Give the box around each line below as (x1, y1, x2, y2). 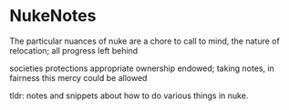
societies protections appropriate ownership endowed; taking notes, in (9, 63, 275, 74)
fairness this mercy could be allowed (9, 72, 148, 83)
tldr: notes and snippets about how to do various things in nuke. (9, 90, 249, 101)
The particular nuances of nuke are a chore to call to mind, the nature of (9, 35, 280, 46)
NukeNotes (9, 5, 97, 26)
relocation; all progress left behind (9, 45, 139, 55)
